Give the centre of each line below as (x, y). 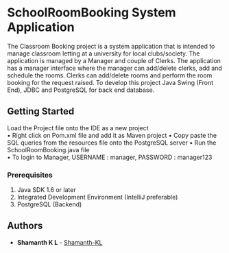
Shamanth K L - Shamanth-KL (60, 242)
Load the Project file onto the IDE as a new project (78, 128)
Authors (25, 226)
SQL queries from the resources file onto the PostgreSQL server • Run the (112, 143)
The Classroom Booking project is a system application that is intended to (111, 46)
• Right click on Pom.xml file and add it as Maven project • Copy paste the (112, 135)
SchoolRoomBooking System (92, 13)
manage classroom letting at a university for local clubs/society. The (104, 53)
